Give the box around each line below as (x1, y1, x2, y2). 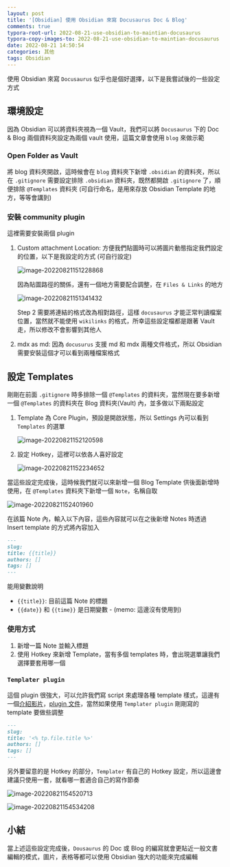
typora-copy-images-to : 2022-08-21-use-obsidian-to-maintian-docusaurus (7, 36, 220, 43)
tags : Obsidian (7, 55, 51, 62)
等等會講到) (19, 193, 52, 202)
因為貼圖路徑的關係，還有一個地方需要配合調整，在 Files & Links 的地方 (16, 280, 223, 289)
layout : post (7, 10, 45, 17)
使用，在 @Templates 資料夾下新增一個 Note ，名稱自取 (7, 486, 158, 495)
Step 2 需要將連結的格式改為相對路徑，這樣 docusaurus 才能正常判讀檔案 (16, 308, 222, 317)
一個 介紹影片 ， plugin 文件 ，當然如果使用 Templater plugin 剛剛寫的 (7, 699, 199, 707)
